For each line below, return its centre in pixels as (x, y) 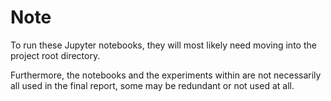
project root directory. (55, 55)
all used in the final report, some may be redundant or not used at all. (152, 85)
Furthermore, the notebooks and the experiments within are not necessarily (166, 75)
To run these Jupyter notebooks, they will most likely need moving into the (163, 45)
